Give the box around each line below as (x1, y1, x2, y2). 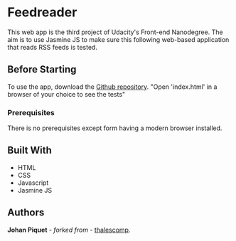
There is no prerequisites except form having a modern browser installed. (7, 124, 222, 132)
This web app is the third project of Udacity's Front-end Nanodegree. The (7, 28, 223, 36)
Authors (7, 207, 45, 219)
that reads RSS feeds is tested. (7, 43, 98, 51)
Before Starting (7, 63, 77, 75)
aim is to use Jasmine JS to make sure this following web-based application (7, 35, 230, 43)
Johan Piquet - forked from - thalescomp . (7, 225, 131, 234)
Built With (7, 144, 52, 156)
